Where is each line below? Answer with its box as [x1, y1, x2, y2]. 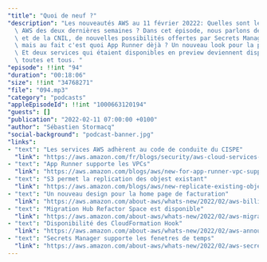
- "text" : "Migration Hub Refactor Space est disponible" [7, 204, 204, 212]
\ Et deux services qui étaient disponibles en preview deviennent [14, 49, 244, 57]
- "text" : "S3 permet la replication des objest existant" [7, 175, 208, 184]
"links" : [7, 137, 37, 146]
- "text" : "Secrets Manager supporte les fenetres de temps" [7, 235, 215, 243]
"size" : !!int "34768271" [7, 78, 93, 86]
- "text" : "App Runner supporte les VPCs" [7, 161, 151, 169]
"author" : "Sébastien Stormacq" [7, 123, 115, 131]
